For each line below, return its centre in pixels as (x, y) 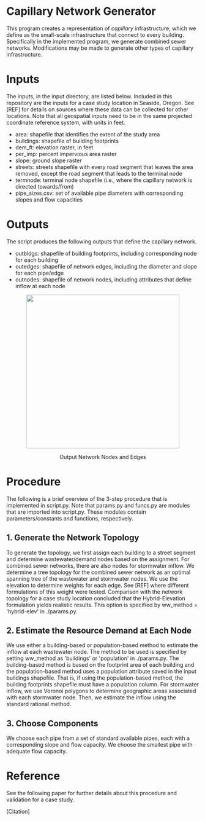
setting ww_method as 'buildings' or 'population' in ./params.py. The (93, 658)
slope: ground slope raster (48, 160)
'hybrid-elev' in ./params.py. (42, 611)
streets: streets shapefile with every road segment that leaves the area (104, 167)
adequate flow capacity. (37, 752)
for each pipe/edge (39, 273)
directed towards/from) (45, 186)
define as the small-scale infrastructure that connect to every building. (95, 34)
